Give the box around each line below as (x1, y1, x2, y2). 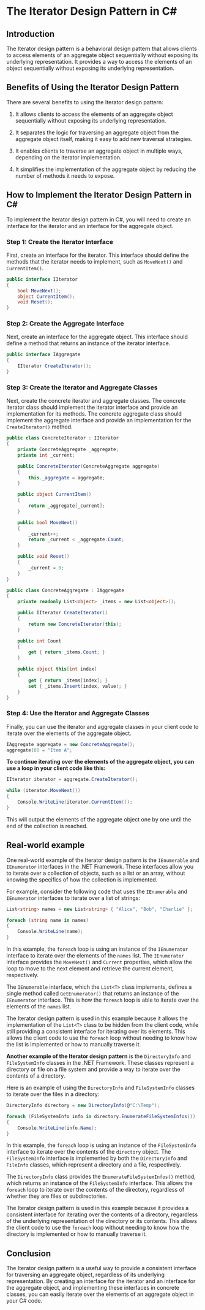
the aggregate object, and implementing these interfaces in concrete (6, 1284, 179, 1292)
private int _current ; (17, 452, 75, 458)
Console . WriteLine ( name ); (17, 929, 84, 935)
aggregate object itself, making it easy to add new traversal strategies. (15, 135, 193, 142)
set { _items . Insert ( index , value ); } (28, 683, 127, 689)
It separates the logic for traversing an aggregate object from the (15, 129, 179, 136)
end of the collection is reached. (6, 822, 88, 829)
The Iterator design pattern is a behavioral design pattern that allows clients (6, 45, 197, 52)
